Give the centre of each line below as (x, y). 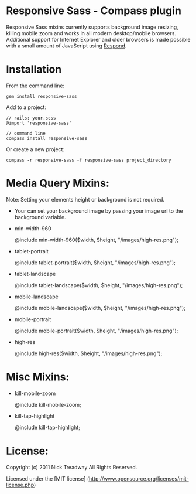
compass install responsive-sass (47, 138)
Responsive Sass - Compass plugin (94, 11)
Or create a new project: (35, 149)
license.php (20, 485)
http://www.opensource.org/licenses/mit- (139, 478)
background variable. (40, 217)
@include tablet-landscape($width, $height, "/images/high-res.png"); (99, 285)
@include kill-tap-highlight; (47, 427)
